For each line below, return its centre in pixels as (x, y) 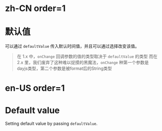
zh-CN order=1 (35, 8)
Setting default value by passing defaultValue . (51, 124)
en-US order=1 (35, 88)
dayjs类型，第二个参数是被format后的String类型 (64, 68)
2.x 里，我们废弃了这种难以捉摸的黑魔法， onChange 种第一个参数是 (83, 63)
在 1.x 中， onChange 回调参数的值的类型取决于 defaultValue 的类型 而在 (87, 56)
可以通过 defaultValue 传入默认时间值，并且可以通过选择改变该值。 (72, 46)
